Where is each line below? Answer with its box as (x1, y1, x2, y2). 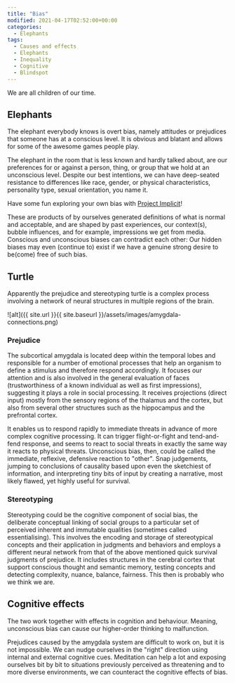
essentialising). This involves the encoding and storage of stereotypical (7, 533, 214, 541)
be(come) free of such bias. (7, 250, 88, 259)
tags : (7, 37, 23, 44)
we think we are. (7, 578, 55, 586)
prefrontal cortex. (7, 411, 58, 419)
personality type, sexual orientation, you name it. (7, 186, 149, 194)
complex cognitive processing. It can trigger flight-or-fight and (7, 432, 188, 441)
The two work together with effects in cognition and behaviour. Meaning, (7, 616, 218, 625)
